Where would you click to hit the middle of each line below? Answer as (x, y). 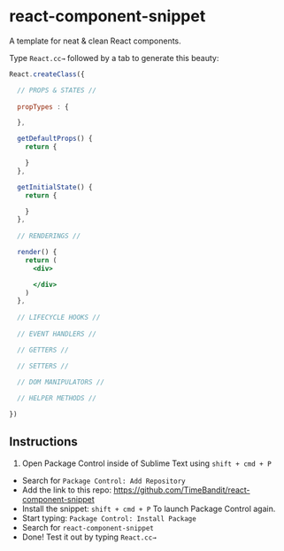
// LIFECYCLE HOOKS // (59, 318)
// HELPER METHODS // (57, 399)
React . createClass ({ (47, 74)
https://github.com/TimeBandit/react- (182, 490)
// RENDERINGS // (49, 237)
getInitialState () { (55, 187)
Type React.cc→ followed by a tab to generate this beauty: (114, 58)
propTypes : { (43, 107)
